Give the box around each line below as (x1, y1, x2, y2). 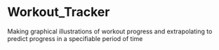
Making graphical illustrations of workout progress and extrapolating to (7, 27, 213, 35)
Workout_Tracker (7, 4, 110, 20)
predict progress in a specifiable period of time (7, 34, 143, 42)
